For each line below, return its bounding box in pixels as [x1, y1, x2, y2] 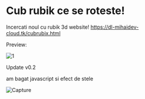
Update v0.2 [6, 63, 36, 71]
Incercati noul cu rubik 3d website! [6, 23, 89, 30]
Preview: [6, 41, 27, 48]
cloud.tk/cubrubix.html [6, 29, 61, 36]
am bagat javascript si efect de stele [6, 75, 94, 82]
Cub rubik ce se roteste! [6, 4, 125, 18]
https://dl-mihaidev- [90, 23, 139, 30]
